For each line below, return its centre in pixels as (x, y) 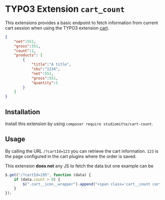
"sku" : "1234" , (46, 69)
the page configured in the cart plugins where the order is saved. (71, 156)
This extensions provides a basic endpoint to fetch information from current (82, 23)
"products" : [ (28, 55)
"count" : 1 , (25, 51)
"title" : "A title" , (51, 65)
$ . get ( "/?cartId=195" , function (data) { (48, 175)
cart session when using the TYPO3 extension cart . (57, 28)
